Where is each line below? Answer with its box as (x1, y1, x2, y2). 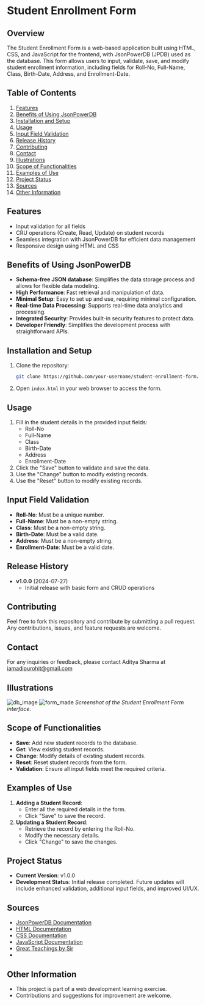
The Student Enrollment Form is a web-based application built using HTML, (7, 44, 196, 51)
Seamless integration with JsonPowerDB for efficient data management (15, 235, 196, 243)
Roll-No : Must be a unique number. (15, 511, 104, 518)
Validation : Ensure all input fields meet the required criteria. (15, 765, 167, 772)
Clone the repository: (15, 362, 70, 369)
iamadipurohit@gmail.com (7, 664, 73, 672)
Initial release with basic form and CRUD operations (24, 584, 155, 591)
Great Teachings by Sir (15, 945, 74, 952)
